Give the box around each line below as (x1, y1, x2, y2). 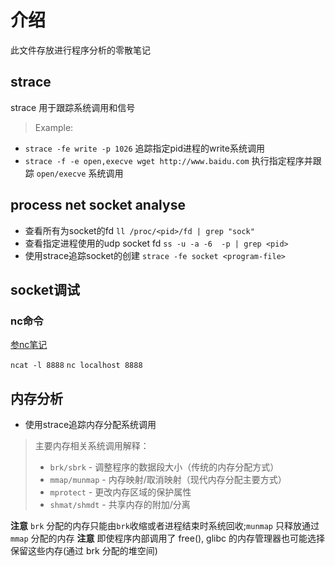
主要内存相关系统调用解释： (34, 440, 150, 452)
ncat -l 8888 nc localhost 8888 (10, 361, 143, 371)
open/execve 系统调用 (36, 167, 124, 179)
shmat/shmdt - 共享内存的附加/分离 (49, 499, 191, 511)
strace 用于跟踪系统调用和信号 (10, 101, 136, 113)
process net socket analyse (10, 197, 186, 214)
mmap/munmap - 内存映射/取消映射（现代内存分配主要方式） (49, 474, 287, 486)
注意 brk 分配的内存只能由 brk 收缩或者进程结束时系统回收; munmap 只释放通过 (10, 520, 320, 532)
